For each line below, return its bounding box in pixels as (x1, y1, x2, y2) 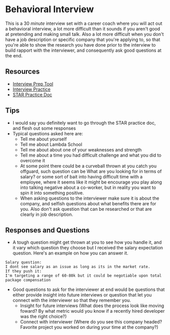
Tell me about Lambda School (20, 141, 82, 147)
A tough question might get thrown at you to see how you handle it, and (12, 239, 162, 245)
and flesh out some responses (12, 125, 76, 131)
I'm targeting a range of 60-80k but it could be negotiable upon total (5, 273, 162, 278)
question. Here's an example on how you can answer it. (12, 250, 129, 256)
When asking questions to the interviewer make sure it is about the (20, 195, 159, 201)
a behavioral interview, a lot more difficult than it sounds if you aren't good (5, 25, 160, 31)
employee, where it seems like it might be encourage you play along (20, 179, 162, 185)
